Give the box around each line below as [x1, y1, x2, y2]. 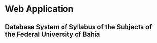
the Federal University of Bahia [5, 30, 100, 38]
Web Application [5, 3, 74, 14]
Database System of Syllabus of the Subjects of [5, 23, 152, 31]
